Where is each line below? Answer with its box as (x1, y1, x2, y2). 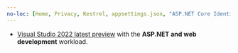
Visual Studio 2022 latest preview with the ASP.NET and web (16, 30, 197, 38)
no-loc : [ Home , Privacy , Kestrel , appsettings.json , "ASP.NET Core (6, 10, 211, 18)
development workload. (16, 37, 88, 46)
